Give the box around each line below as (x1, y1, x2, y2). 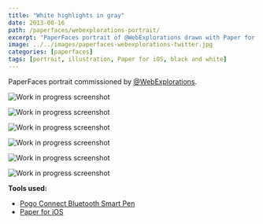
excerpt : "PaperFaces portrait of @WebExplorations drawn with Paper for (8, 33, 256, 42)
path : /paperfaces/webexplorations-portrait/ (8, 26, 160, 34)
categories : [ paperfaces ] (8, 48, 93, 56)
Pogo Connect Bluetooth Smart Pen (19, 198, 135, 208)
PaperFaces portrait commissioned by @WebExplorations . (8, 76, 198, 86)
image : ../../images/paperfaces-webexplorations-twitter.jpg (8, 41, 213, 49)
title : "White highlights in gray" (8, 11, 125, 20)
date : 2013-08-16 (8, 19, 65, 27)
